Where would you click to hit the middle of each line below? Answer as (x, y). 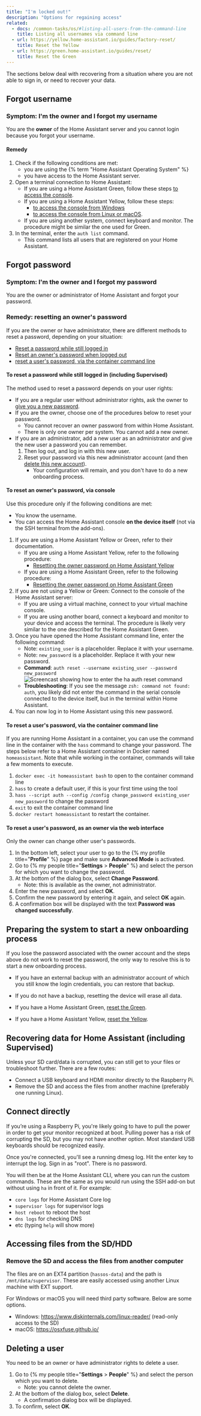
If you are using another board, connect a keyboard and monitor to (106, 616)
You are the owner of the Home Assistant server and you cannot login (93, 129)
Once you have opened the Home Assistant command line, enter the (99, 635)
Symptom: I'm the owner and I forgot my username (82, 116)
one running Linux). (39, 1092)
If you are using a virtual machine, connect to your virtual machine (106, 604)
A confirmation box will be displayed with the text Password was (95, 904)
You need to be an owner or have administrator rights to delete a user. (93, 1363)
